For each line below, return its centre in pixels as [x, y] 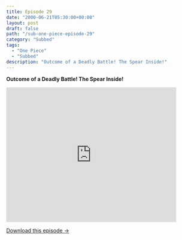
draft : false [22, 28]
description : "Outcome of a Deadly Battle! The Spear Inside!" [87, 62]
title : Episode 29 [29, 12]
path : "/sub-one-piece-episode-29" [51, 34]
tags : [13, 45]
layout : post [22, 23]
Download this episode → [38, 230]
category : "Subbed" [31, 40]
